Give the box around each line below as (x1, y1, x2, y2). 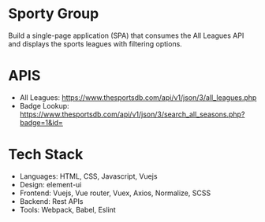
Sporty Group (8, 5, 99, 23)
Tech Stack (8, 146, 84, 164)
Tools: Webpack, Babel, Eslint (19, 205, 116, 214)
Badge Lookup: (19, 101, 69, 110)
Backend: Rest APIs (19, 196, 84, 205)
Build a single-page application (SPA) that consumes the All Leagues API (8, 31, 244, 40)
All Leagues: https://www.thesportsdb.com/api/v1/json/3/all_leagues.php (19, 92, 257, 102)
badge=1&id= (19, 117, 63, 127)
